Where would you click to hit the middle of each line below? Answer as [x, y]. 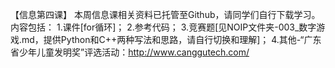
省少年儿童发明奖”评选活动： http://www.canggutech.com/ [130, 52]
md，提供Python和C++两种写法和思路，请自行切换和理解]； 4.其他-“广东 [171, 39]
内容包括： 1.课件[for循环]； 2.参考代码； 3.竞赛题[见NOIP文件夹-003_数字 [163, 27]
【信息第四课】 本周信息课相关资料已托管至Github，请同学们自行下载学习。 [165, 14]
